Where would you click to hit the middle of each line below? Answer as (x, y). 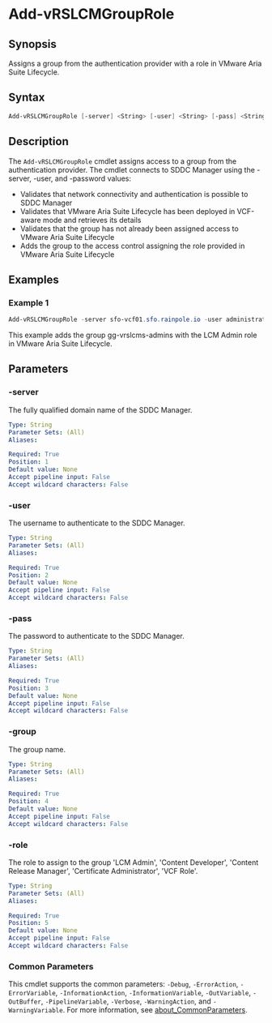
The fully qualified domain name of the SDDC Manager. (100, 409)
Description (38, 141)
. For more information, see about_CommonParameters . (155, 1010)
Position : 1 (28, 462)
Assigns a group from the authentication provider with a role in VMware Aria (135, 63)
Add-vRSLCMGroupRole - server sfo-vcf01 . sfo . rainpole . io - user (115, 320)
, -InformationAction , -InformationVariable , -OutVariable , (153, 993)
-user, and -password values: (83, 178)
